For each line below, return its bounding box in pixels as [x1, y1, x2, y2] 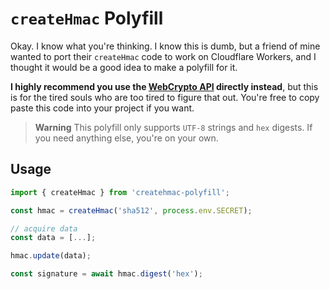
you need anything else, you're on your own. [34, 132, 219, 144]
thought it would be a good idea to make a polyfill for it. [10, 61, 238, 73]
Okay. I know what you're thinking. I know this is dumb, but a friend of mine [10, 40, 321, 52]
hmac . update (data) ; [10, 251, 92, 261]
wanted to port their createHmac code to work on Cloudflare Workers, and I [10, 50, 317, 62]
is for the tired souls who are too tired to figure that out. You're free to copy [10, 91, 320, 103]
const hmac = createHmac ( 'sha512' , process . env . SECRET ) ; [10, 205, 253, 216]
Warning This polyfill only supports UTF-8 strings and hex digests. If [34, 121, 313, 133]
